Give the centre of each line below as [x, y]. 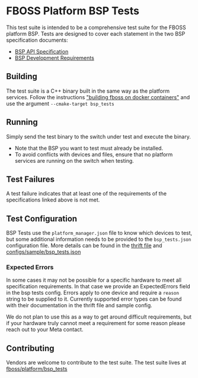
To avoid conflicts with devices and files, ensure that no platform [94, 154]
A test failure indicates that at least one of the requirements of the [87, 194]
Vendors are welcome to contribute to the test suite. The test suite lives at [96, 363]
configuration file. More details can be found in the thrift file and [84, 245]
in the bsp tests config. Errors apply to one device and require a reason [93, 293]
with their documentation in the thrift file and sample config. [79, 305]
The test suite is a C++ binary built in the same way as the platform [88, 91]
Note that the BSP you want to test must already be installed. [89, 148]
